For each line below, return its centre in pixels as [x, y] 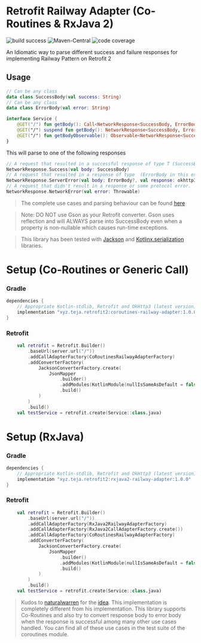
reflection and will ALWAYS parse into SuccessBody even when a [101, 221]
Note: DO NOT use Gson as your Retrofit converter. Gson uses [98, 215]
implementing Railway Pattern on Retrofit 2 [59, 58]
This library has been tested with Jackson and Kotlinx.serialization [102, 239]
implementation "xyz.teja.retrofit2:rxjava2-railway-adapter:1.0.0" [104, 479]
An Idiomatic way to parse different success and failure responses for [92, 52]
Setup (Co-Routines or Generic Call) [98, 270]
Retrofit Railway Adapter [68, 11]
